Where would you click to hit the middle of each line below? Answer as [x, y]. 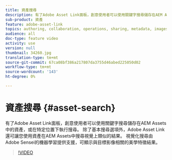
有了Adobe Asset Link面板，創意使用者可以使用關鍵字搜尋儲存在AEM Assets [86, 123]
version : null [20, 48]
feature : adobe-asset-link [34, 24]
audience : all [20, 34]
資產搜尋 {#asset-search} [60, 108]
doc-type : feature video [32, 39]
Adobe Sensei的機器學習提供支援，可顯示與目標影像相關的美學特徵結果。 [83, 142]
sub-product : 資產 [24, 19]
